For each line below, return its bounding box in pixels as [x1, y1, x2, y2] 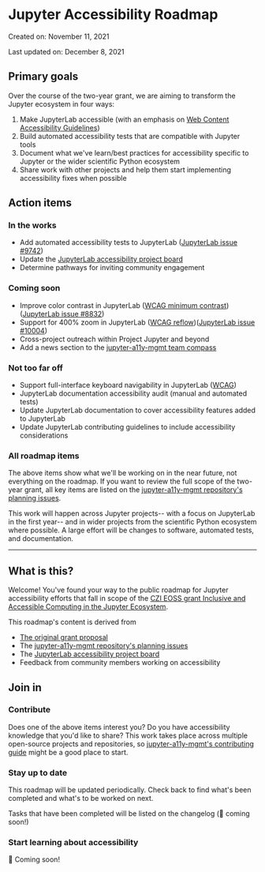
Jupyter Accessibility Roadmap [8, 6, 218, 24]
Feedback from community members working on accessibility [19, 658, 221, 667]
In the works [8, 220, 57, 231]
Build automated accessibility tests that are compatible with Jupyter [19, 131, 241, 141]
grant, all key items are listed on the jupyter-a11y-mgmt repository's [24, 485, 243, 494]
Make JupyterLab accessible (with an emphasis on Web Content [19, 115, 230, 124]
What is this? [8, 564, 74, 577]
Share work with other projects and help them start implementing [19, 164, 231, 175]
